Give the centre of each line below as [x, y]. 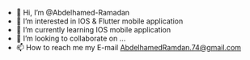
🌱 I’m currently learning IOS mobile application [93, 30]
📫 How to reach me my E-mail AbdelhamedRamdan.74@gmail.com [128, 47]
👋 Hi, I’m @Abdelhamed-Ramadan [73, 13]
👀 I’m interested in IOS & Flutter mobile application [100, 21]
